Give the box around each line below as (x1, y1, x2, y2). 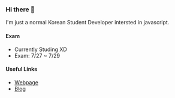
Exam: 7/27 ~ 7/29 (14, 52, 61, 59)
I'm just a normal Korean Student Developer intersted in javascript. (5, 19, 170, 26)
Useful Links (5, 65, 38, 73)
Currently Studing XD (14, 46, 67, 53)
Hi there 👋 (5, 5, 35, 14)
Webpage (14, 78, 38, 86)
